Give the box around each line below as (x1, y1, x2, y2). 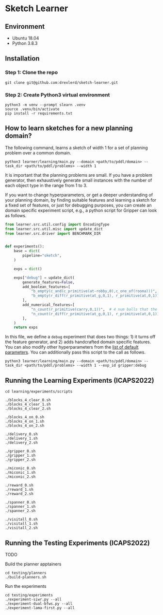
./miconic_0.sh (5, 466, 36, 471)
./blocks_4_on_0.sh (5, 415, 45, 420)
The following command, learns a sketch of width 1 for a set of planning (5, 145, 148, 150)
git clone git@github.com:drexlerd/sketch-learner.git (5, 80, 118, 85)
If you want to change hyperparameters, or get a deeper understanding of (5, 192, 153, 198)
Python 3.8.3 (12, 40, 38, 46)
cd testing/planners (5, 570, 47, 575)
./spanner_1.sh (5, 504, 36, 509)
